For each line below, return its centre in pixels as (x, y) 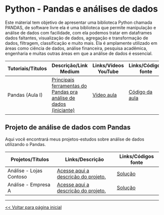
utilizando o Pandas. (26, 144)
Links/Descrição (84, 159)
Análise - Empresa (29, 184)
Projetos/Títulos (30, 159)
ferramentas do (69, 86)
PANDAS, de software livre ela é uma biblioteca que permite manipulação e (81, 27)
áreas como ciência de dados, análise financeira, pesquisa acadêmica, (76, 48)
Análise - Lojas (25, 170)
